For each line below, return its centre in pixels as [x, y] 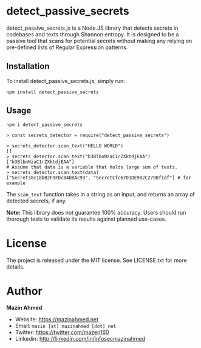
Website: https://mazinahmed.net [57, 320]
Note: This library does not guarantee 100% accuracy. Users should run [96, 212]
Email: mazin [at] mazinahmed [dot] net [66, 326]
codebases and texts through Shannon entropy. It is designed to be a [93, 34]
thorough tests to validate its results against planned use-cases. [87, 219]
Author [24, 291]
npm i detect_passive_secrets [45, 125]
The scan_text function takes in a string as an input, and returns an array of [101, 194]
